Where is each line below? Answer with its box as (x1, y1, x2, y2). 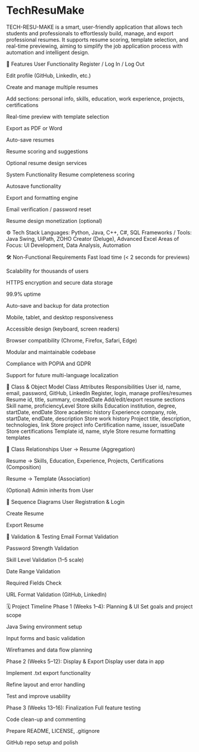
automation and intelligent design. (6, 48, 89, 56)
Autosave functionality (6, 182, 61, 189)
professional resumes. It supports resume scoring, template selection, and (6, 36, 189, 43)
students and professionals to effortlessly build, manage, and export (6, 29, 174, 36)
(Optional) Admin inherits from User (6, 487, 94, 494)
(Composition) (6, 463, 42, 470)
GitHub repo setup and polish (6, 739, 79, 746)
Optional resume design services (6, 159, 88, 166)
